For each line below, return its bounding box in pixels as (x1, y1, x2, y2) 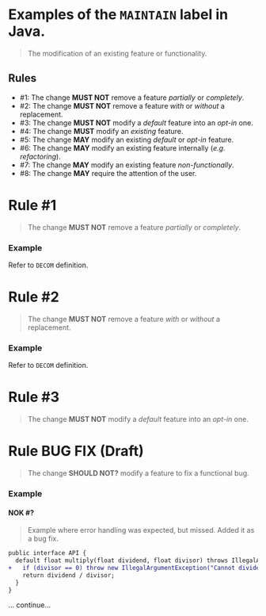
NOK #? (8, 507, 34, 517)
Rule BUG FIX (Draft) (8, 442, 144, 461)
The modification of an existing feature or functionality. (27, 48, 207, 58)
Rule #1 (8, 196, 57, 214)
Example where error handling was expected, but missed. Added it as (27, 526, 255, 535)
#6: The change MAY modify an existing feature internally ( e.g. (19, 143, 226, 152)
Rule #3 (8, 388, 59, 406)
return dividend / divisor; (22, 571, 115, 580)
